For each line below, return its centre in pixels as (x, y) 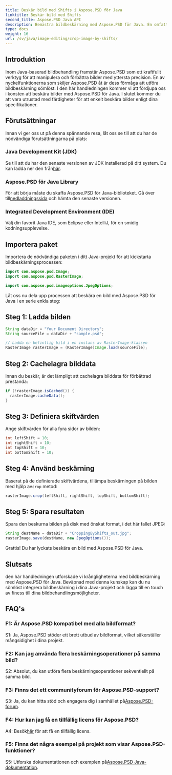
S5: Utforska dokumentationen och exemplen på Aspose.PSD (69, 762)
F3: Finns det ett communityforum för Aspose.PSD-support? (82, 690)
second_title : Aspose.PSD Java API (43, 20)
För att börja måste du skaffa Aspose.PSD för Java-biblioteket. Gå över (80, 193)
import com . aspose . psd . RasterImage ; (44, 277)
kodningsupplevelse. (27, 228)
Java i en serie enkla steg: (33, 301)
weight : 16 (17, 34)
